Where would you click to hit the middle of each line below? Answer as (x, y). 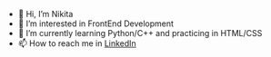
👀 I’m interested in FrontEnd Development (96, 24)
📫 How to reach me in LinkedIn (77, 43)
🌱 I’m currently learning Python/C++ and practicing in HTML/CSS (140, 33)
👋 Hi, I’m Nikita (45, 14)
